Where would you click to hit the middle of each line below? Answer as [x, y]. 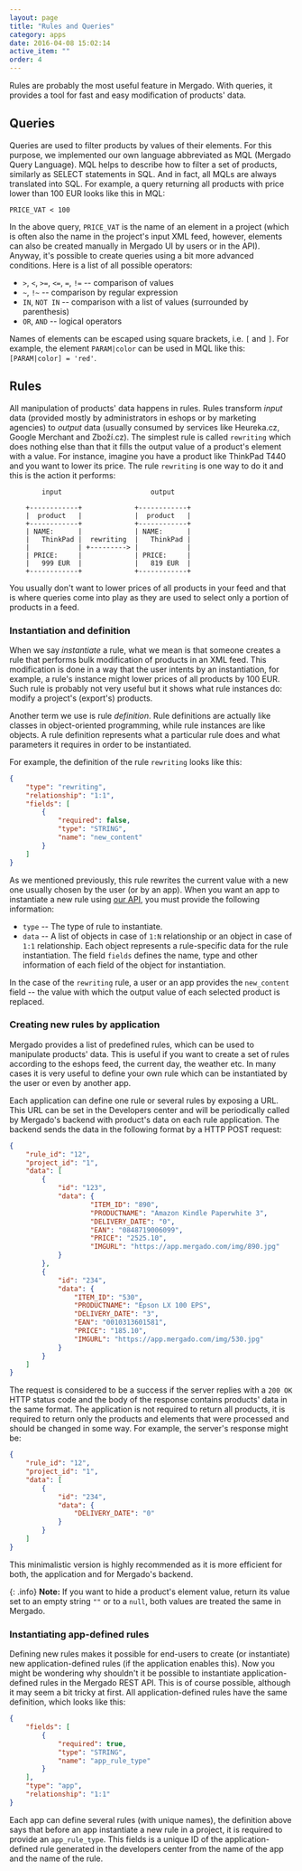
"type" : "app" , [54, 1786]
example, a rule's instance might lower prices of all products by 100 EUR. [145, 678]
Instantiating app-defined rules [79, 1634]
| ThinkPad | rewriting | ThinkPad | [109, 539]
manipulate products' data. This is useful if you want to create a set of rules [150, 1054]
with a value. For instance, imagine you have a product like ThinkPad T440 [148, 456]
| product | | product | [109, 515]
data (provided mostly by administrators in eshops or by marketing [133, 418]
